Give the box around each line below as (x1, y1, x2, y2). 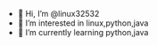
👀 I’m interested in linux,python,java (17, 18, 149, 28)
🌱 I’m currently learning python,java (17, 27, 149, 37)
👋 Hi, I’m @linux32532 (17, 9, 100, 19)
